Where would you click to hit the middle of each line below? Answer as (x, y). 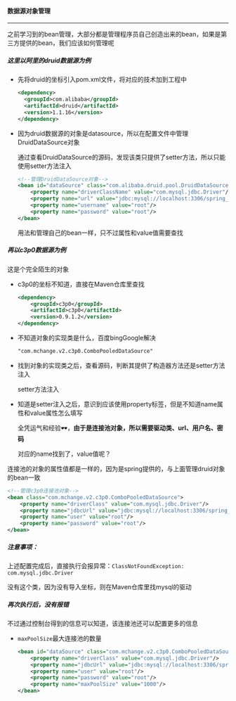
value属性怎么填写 (56, 413)
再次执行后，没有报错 (38, 604)
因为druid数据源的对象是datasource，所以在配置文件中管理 (103, 133)
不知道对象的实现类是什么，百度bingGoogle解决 (86, 338)
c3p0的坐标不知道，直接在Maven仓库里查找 (81, 284)
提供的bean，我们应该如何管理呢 (67, 43)
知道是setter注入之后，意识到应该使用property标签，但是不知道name (117, 404)
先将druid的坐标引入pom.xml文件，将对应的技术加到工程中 (102, 79)
